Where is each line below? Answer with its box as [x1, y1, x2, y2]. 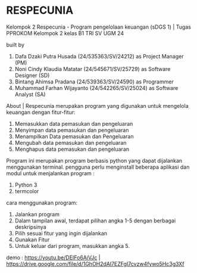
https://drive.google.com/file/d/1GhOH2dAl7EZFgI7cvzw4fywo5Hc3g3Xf [6, 260, 185, 267]
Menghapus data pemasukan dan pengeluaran [14, 145, 130, 153]
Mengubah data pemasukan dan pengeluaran [14, 139, 127, 146]
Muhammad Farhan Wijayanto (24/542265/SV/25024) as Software [14, 84, 179, 91]
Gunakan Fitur [14, 236, 50, 243]
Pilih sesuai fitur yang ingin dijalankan [14, 229, 108, 237]
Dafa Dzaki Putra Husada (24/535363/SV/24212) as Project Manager [14, 52, 184, 60]
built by [6, 41, 25, 48]
